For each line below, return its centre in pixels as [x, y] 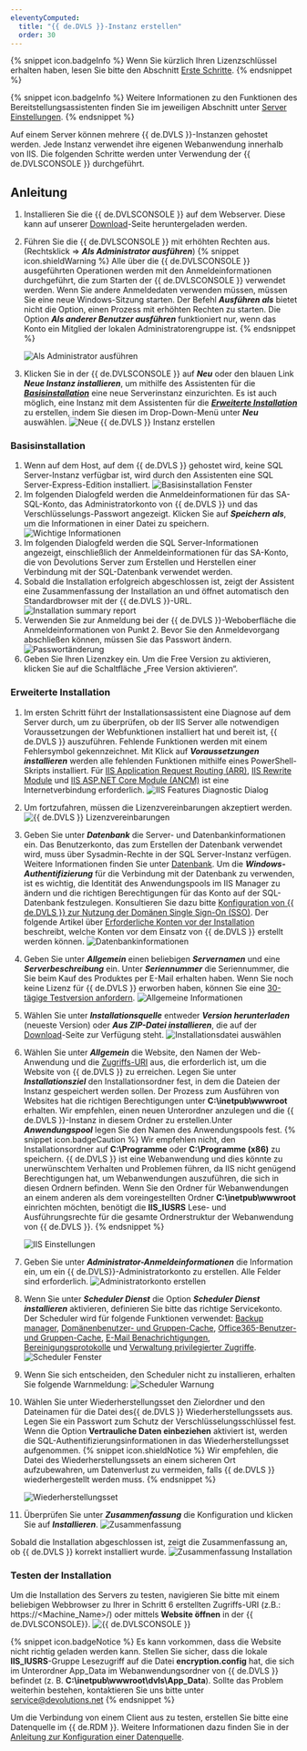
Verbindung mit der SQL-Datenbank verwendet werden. [128, 572]
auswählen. [45, 422]
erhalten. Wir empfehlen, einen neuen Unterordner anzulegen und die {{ [159, 1110]
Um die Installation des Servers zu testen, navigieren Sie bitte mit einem [145, 1595]
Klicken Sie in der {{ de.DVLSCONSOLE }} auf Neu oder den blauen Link [159, 374]
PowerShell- [274, 761]
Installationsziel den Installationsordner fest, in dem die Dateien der [152, 1081]
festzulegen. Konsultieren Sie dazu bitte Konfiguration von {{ [180, 902]
